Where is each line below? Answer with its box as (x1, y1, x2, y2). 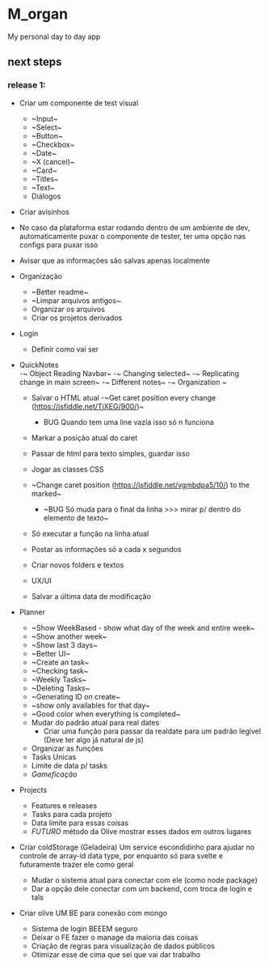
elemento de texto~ (43, 512, 109, 523)
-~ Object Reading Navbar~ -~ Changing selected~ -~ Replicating (19, 368, 240, 378)
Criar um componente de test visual (19, 98, 139, 108)
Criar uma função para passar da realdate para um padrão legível (43, 726, 262, 736)
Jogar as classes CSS (31, 464, 104, 474)
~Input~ (31, 113, 58, 123)
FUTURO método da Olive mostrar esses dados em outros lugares (31, 826, 252, 836)
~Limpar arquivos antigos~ (31, 295, 122, 305)
